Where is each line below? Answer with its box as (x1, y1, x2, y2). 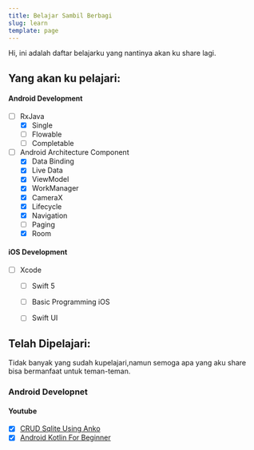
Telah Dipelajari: (8, 337, 91, 350)
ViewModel (31, 175, 69, 184)
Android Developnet (8, 386, 88, 397)
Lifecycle (31, 201, 62, 211)
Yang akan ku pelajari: (8, 71, 121, 85)
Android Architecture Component (19, 148, 129, 157)
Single (31, 120, 54, 130)
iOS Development (8, 247, 68, 257)
